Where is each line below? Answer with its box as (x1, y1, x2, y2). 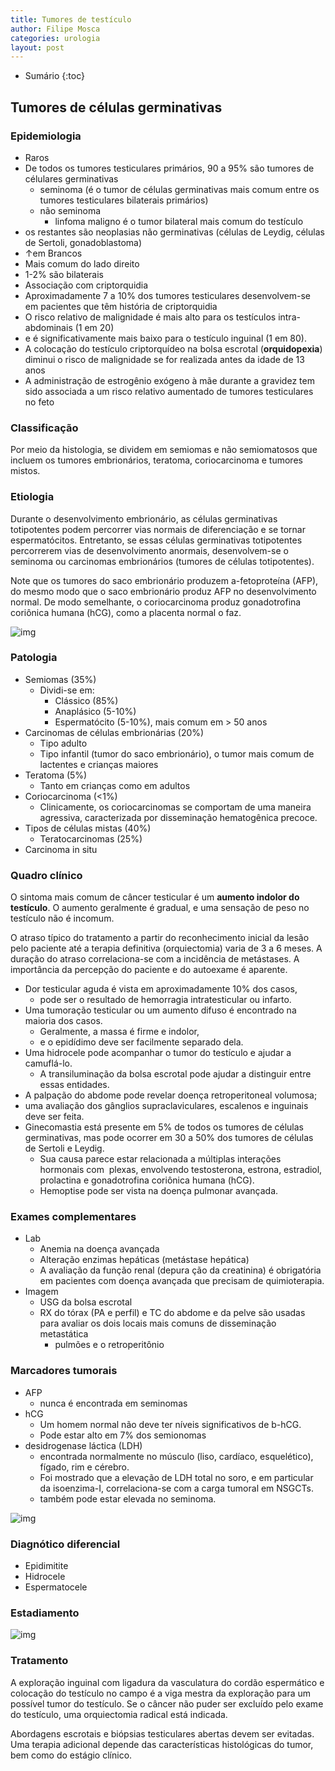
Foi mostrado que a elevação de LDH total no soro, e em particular (39, 1471, 314, 1483)
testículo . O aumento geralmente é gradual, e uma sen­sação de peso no (10, 902, 310, 914)
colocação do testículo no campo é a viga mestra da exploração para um (10, 1687, 312, 1699)
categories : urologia (10, 33, 101, 43)
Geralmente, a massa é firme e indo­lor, (39, 1026, 200, 1038)
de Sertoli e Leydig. (24, 1142, 105, 1155)
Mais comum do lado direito (24, 257, 140, 270)
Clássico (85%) (54, 694, 119, 706)
